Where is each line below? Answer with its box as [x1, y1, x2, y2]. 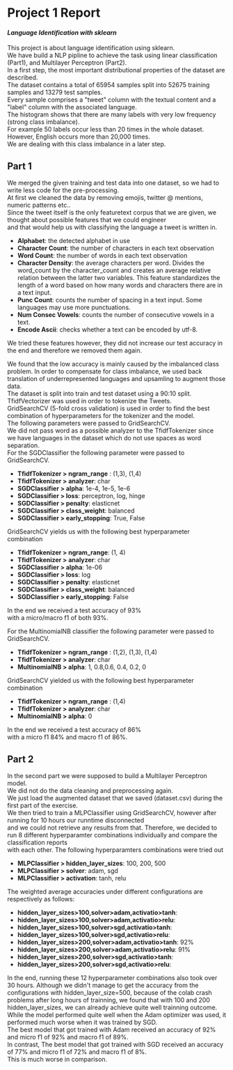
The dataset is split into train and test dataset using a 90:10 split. [7, 389, 192, 398]
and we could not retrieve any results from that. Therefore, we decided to [7, 823, 218, 832]
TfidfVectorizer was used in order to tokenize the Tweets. [7, 397, 172, 405]
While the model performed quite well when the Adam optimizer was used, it [7, 1011, 227, 1019]
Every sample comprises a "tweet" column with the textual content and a [7, 95, 216, 104]
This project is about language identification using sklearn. [7, 44, 175, 52]
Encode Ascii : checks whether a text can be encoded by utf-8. [17, 325, 198, 334]
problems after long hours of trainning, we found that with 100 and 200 [7, 996, 211, 1005]
